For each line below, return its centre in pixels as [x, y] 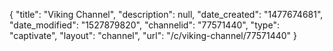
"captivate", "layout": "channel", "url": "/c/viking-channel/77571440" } [153, 35]
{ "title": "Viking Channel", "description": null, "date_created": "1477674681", [166, 14]
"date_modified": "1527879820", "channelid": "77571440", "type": [144, 25]
